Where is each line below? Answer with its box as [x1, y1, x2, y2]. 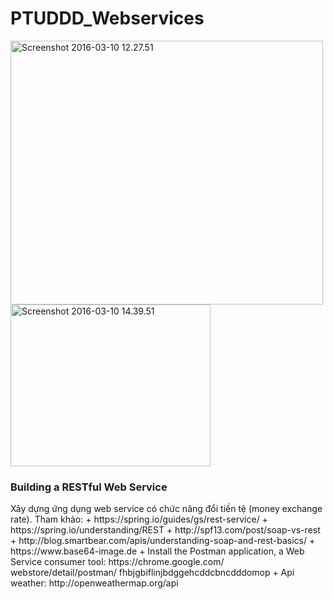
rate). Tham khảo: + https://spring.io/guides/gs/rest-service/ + [10, 513, 268, 526]
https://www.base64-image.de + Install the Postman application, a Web [10, 545, 305, 557]
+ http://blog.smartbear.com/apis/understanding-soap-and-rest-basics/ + [10, 535, 316, 547]
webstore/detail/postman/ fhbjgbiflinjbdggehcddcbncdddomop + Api [10, 567, 295, 579]
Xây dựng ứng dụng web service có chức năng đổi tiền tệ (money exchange [10, 503, 323, 515]
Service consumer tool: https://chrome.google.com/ [10, 556, 225, 568]
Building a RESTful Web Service [10, 480, 168, 494]
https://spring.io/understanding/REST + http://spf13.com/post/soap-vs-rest [10, 524, 321, 536]
